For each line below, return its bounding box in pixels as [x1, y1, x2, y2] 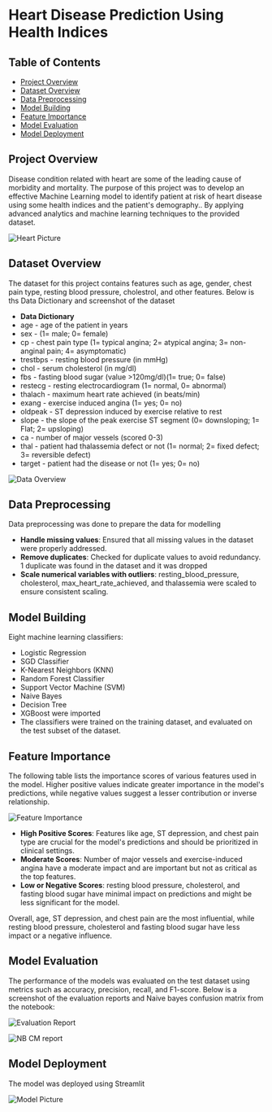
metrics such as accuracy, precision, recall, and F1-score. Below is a [8, 984, 237, 994]
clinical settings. [19, 846, 75, 856]
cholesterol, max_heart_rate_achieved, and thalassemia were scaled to [19, 578, 257, 588]
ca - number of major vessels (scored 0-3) [19, 432, 164, 442]
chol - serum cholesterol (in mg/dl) [19, 363, 137, 373]
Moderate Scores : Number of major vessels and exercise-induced [19, 855, 244, 865]
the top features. [19, 872, 76, 882]
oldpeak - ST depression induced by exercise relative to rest [19, 406, 222, 416]
